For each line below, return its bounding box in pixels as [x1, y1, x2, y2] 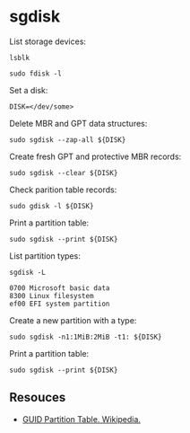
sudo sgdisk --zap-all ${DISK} [9, 135, 126, 145]
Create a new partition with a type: [9, 314, 137, 325]
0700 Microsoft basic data [9, 283, 110, 293]
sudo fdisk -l [9, 69, 63, 78]
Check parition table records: [9, 184, 117, 195]
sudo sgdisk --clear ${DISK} [9, 168, 118, 177]
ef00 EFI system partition [9, 299, 110, 308]
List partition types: [9, 250, 81, 261]
